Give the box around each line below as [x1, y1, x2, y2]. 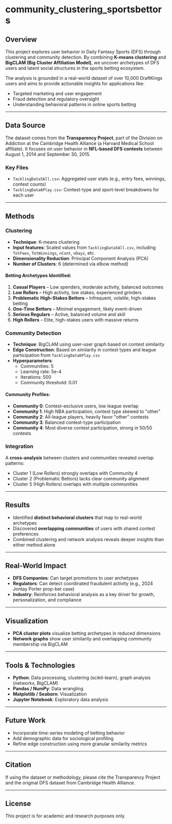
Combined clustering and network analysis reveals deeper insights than [12, 536, 164, 542]
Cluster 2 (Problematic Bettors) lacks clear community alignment [12, 475, 149, 481]
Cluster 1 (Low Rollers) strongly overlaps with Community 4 [12, 470, 138, 476]
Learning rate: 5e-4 [20, 369, 62, 375]
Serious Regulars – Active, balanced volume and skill [12, 311, 125, 317]
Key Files [5, 164, 29, 171]
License [5, 799, 31, 808]
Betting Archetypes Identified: [5, 273, 72, 279]
